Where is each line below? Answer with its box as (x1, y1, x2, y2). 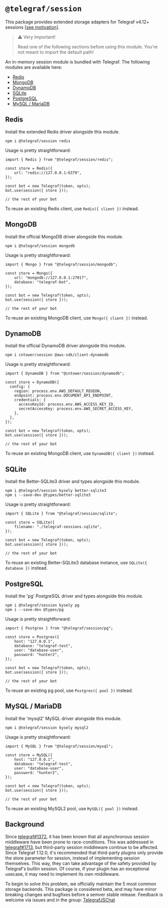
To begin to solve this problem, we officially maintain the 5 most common (5, 881, 156, 887)
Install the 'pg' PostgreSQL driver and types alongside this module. (5, 593, 143, 599)
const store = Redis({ (5, 166, 53, 171)
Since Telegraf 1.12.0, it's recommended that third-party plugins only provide (5, 850, 163, 856)
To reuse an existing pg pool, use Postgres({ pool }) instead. (5, 687, 133, 693)
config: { (10, 384, 30, 390)
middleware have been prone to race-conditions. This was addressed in (5, 838, 154, 845)
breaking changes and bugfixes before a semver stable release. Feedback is (5, 891, 163, 897)
